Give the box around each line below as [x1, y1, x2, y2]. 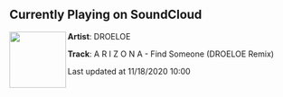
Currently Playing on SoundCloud [9, 7, 203, 22]
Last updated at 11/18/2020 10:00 [67, 66, 192, 76]
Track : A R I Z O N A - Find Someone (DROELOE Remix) [67, 48, 274, 59]
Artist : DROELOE [67, 31, 131, 41]
